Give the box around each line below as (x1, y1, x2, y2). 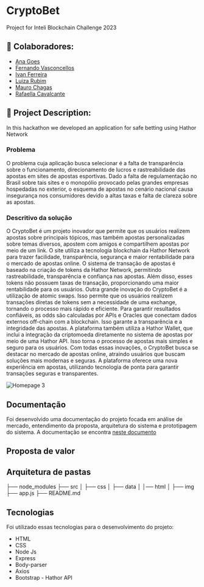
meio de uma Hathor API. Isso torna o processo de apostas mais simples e (6, 338, 193, 345)
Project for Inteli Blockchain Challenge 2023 (6, 24, 117, 31)
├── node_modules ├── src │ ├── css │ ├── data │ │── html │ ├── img (6, 483, 195, 491)
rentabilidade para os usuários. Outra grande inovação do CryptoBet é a (6, 286, 188, 293)
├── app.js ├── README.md (6, 489, 81, 497)
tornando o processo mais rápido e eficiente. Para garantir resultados (6, 305, 181, 313)
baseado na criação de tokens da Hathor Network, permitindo (6, 266, 162, 274)
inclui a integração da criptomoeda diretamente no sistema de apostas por (6, 331, 193, 338)
